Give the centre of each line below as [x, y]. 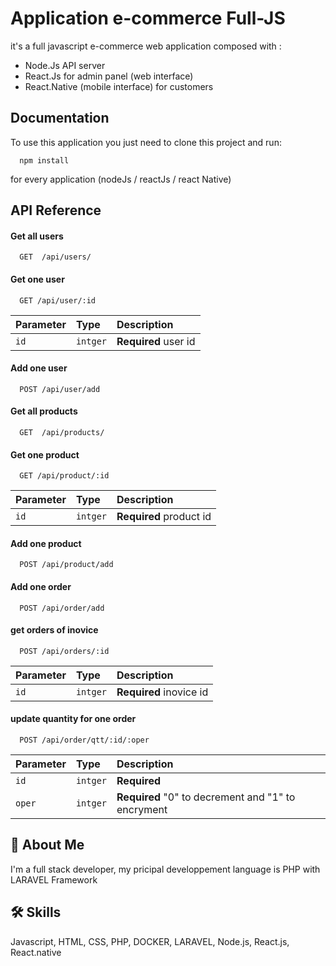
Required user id [156, 341]
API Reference [56, 210]
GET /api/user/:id [58, 300]
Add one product [46, 543]
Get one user [37, 279]
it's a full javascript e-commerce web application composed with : [146, 46]
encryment [142, 809]
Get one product [45, 454]
